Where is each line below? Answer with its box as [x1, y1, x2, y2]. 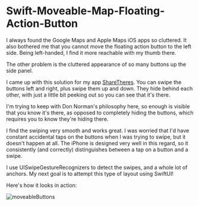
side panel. [6, 67, 33, 74]
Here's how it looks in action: [6, 182, 77, 189]
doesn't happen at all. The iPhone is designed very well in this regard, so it [6, 139, 188, 146]
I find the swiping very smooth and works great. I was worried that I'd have [6, 127, 189, 134]
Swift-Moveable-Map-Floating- [6, 4, 165, 18]
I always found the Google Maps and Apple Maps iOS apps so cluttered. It [6, 36, 187, 43]
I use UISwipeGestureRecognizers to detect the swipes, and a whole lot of [6, 164, 188, 171]
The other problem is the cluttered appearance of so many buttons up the [6, 61, 187, 68]
